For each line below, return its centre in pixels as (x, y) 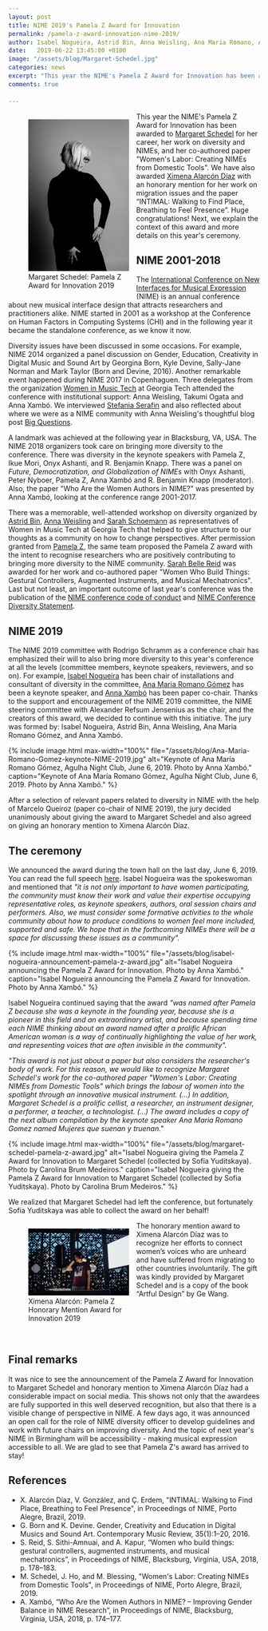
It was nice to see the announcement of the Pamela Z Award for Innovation (131, 1379)
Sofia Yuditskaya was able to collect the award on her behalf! (109, 1210)
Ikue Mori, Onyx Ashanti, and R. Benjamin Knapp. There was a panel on (125, 463)
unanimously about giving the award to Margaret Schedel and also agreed (130, 817)
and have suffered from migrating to (195, 1260)
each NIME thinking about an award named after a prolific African (118, 1028)
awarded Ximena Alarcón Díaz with (193, 176)
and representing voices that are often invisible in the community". (118, 1045)
